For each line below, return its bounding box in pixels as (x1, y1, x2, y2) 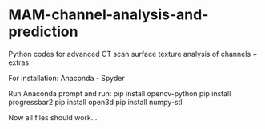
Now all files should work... (8, 112, 98, 122)
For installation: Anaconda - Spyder (8, 73, 126, 83)
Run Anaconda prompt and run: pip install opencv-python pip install (8, 88, 231, 98)
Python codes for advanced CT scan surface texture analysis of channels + (8, 49, 258, 58)
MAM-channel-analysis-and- (8, 6, 209, 24)
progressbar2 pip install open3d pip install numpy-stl (8, 97, 183, 107)
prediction (8, 22, 78, 41)
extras (8, 58, 30, 67)
